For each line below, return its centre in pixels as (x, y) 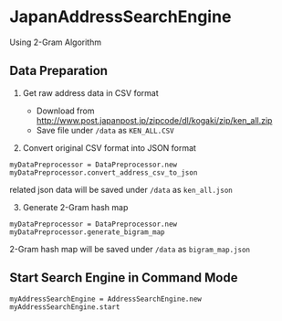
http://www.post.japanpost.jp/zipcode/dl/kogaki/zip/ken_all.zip (154, 120)
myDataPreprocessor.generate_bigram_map (88, 232)
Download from (65, 111)
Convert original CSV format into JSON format (109, 147)
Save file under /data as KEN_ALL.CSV (105, 130)
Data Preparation (58, 71)
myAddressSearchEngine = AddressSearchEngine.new (106, 299)
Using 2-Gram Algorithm (56, 42)
